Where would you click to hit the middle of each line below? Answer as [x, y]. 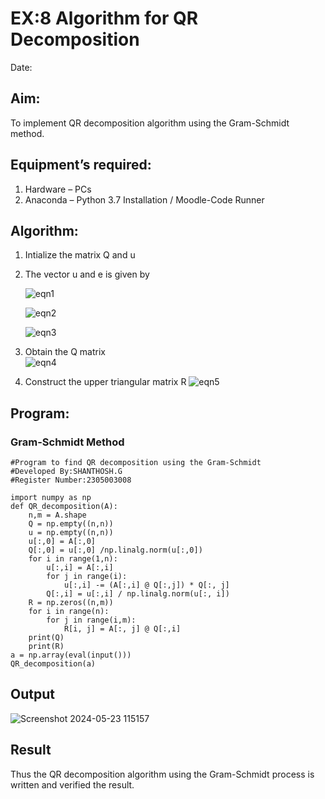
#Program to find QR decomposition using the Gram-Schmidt [136, 463]
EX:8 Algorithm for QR [104, 18]
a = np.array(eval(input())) [71, 655]
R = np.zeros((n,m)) [71, 603]
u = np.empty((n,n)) [71, 533]
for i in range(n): [69, 612]
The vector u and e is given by [87, 274]
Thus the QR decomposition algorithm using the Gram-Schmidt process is [162, 774]
